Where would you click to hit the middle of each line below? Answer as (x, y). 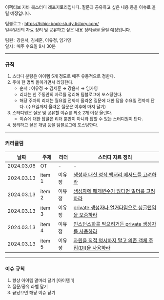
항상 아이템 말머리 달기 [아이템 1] (43, 280)
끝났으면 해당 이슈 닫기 (34, 292)
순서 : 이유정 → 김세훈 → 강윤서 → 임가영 (59, 88)
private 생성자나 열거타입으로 (105, 207)
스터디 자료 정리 (115, 157)
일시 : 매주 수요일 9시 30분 (31, 46)
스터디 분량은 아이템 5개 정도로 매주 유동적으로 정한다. (63, 76)
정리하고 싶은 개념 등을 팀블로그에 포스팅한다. (55, 125)
